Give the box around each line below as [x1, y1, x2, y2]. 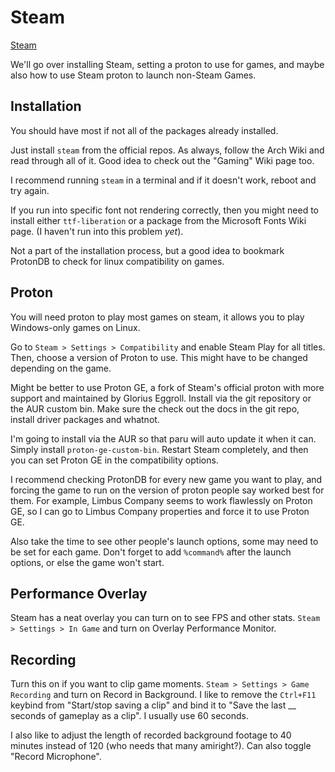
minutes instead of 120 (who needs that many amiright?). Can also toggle [10, 740, 312, 752]
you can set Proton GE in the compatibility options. [10, 454, 219, 466]
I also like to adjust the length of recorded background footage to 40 [10, 729, 292, 741]
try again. [10, 184, 50, 196]
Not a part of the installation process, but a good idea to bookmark [10, 244, 285, 256]
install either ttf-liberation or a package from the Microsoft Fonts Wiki [10, 214, 307, 226]
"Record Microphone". [10, 751, 102, 763]
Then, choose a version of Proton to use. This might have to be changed [10, 351, 308, 363]
